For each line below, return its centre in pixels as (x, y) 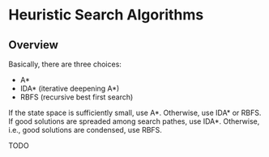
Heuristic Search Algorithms (106, 15)
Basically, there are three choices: (65, 64)
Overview (34, 45)
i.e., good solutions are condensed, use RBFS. (85, 130)
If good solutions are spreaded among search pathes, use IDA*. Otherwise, (134, 121)
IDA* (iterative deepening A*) (70, 88)
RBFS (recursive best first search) (77, 97)
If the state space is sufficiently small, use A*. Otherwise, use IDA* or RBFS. (135, 112)
